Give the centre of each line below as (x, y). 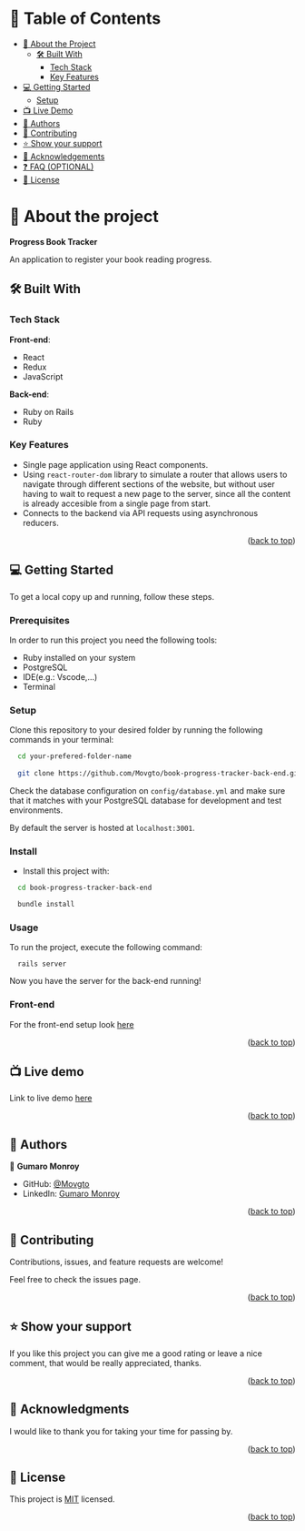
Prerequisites (39, 620)
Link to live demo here (51, 1098)
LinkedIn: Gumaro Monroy (71, 1194)
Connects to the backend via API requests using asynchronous (140, 512)
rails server (42, 964)
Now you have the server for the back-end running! (105, 981)
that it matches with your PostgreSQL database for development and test (146, 800)
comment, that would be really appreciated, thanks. (106, 1363)
